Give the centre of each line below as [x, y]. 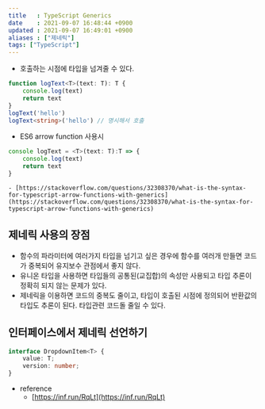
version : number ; [51, 366]
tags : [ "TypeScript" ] [44, 45]
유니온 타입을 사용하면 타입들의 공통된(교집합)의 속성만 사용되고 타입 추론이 [136, 275]
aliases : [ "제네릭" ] [42, 38]
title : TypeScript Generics [60, 15]
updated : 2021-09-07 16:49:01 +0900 [71, 30]
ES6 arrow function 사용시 [62, 136]
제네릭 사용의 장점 [49, 235]
